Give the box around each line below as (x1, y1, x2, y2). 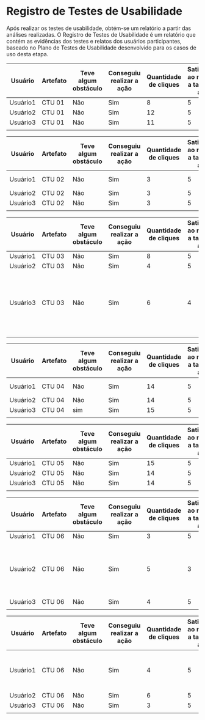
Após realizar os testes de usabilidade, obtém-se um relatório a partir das (6, 24, 191, 32)
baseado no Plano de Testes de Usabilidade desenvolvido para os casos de (6, 44, 196, 51)
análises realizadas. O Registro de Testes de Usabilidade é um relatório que (6, 31, 196, 38)
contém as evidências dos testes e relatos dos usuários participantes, (6, 37, 182, 45)
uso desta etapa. (6, 50, 49, 57)
